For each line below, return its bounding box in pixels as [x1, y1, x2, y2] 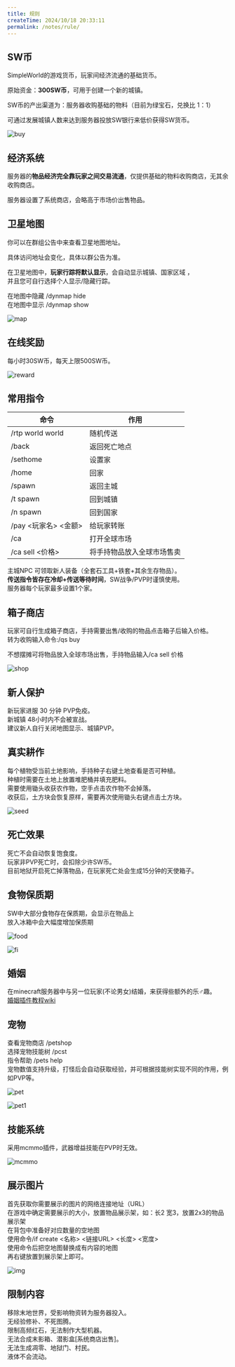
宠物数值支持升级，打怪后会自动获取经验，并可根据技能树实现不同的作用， [7, 1065, 222, 1074]
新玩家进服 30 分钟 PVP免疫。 [7, 706, 94, 715]
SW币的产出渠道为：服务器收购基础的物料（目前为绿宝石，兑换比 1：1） [7, 101, 215, 110]
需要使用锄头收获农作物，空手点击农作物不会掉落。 [7, 784, 155, 792]
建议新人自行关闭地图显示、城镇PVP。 [7, 724, 118, 732]
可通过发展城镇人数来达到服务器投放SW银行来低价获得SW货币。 [7, 116, 194, 124]
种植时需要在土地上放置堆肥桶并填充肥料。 [7, 775, 130, 784]
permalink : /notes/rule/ [7, 23, 80, 30]
